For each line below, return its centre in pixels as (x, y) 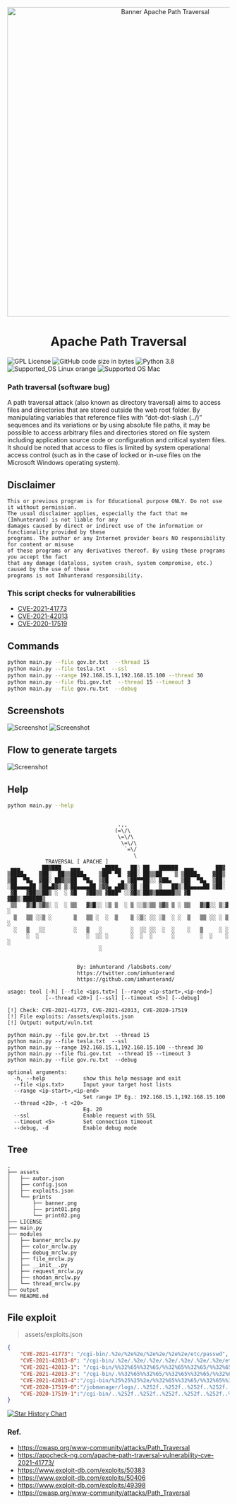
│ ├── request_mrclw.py (45, 1271)
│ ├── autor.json (36, 1178)
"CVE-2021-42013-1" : (50, 1367)
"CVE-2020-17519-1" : (50, 1394)
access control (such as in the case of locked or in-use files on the (104, 455)
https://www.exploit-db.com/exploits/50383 (81, 1470)
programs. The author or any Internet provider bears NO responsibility (116, 539)
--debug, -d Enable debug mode (75, 1128)
